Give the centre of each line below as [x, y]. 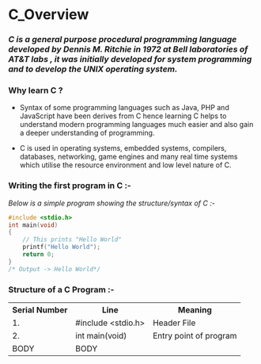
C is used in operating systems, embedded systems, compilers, [123, 148]
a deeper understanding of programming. [87, 133]
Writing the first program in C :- [70, 186]
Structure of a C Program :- [61, 289]
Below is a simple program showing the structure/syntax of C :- [112, 203]
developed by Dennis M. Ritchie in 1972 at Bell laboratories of [128, 49]
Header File [174, 323]
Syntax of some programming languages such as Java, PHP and [124, 108]
